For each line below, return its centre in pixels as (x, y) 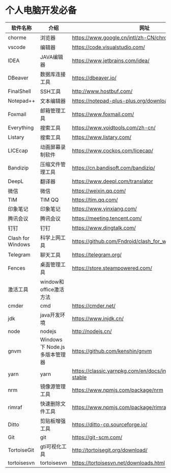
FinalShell (20, 91)
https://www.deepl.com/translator (112, 181)
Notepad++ (22, 101)
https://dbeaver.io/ (94, 78)
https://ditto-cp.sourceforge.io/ (110, 424)
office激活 (52, 289)
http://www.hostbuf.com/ (102, 91)
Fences (17, 268)
